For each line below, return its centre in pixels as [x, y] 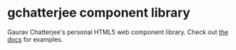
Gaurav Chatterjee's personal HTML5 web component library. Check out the [118, 32]
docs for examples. [35, 39]
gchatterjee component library [99, 13]
